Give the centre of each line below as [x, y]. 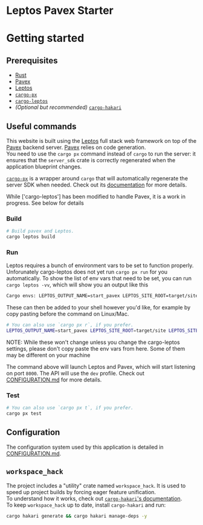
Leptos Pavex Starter [60, 11]
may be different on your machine [48, 355]
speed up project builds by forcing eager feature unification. [81, 492]
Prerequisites [32, 60]
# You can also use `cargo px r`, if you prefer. [70, 325]
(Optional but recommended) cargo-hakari [68, 107]
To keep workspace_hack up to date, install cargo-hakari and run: [86, 505]
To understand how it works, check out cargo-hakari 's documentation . [94, 498]
